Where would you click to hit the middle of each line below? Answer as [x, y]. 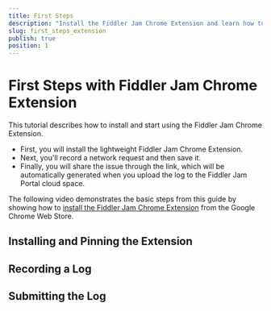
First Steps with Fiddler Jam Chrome [133, 86]
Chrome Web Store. [41, 216]
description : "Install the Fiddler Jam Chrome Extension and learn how [131, 23]
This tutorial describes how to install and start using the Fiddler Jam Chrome [135, 125]
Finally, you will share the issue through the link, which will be [122, 167]
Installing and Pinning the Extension [101, 241]
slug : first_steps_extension [57, 31]
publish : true [32, 38]
